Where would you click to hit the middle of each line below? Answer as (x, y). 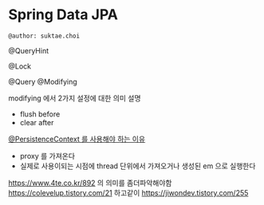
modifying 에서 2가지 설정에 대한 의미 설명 (75, 98)
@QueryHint (29, 50)
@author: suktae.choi (44, 36)
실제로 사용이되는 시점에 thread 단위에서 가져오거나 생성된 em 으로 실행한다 (138, 166)
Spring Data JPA (63, 15)
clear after (37, 122)
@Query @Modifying (43, 81)
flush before (40, 114)
